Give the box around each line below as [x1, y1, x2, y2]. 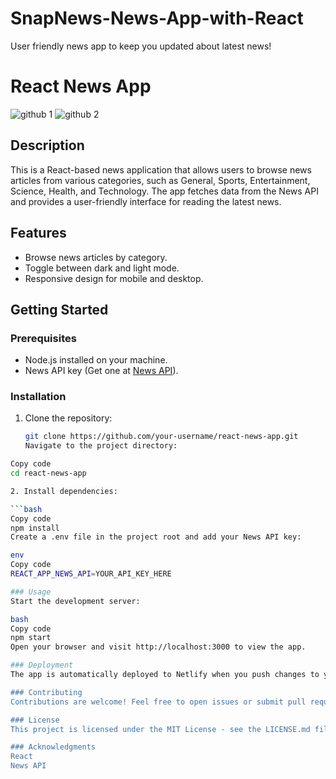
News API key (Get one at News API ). [24, 365, 179, 377]
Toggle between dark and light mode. [24, 262, 180, 274]
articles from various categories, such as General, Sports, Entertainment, [10, 174, 311, 186]
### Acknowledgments [10, 742, 97, 752]
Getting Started [10, 301, 109, 318]
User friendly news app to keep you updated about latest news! [10, 40, 272, 52]
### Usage [10, 587, 52, 597]
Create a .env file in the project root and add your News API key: [10, 532, 302, 542]
